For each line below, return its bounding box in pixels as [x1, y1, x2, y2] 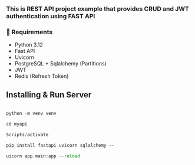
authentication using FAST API [6, 12, 95, 20]
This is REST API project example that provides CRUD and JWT [6, 5, 190, 13]
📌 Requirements [6, 28, 53, 36]
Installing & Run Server [6, 90, 92, 100]
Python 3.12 [14, 41, 43, 48]
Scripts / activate [6, 131, 49, 137]
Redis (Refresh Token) [14, 72, 69, 80]
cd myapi [6, 121, 28, 127]
